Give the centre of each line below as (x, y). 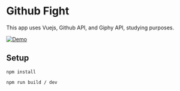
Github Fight (38, 11)
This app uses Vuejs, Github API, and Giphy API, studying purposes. (90, 28)
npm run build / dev (32, 82)
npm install (21, 72)
